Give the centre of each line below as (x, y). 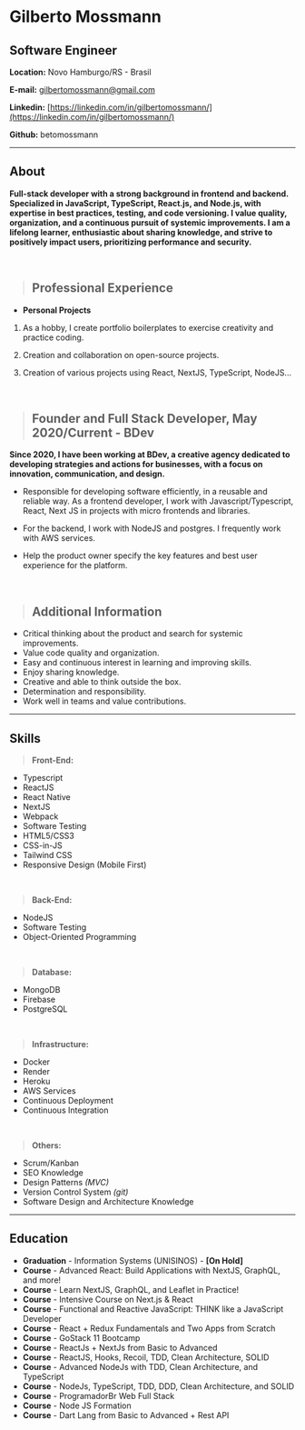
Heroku (36, 1081)
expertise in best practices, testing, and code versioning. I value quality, (148, 213)
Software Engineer (64, 50)
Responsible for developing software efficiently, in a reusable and (145, 492)
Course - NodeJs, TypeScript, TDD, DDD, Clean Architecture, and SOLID (158, 1386)
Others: (46, 1145)
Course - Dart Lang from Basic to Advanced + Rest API (126, 1415)
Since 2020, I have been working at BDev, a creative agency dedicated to (150, 455)
